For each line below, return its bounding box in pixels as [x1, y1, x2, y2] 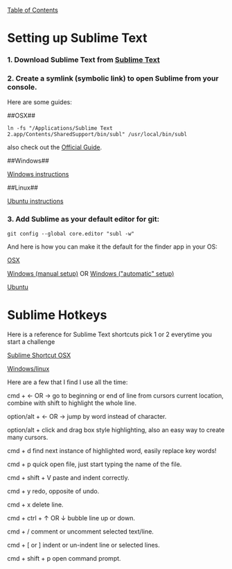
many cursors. [7, 433, 48, 441]
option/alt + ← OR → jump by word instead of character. [7, 412, 167, 420]
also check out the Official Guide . [7, 143, 102, 151]
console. [7, 83, 37, 92]
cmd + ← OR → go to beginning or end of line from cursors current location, [7, 391, 224, 399]
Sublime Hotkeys [7, 307, 107, 322]
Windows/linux [7, 364, 50, 372]
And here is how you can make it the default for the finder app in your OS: [7, 242, 218, 251]
